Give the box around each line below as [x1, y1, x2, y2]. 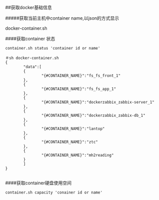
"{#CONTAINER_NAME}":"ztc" [41, 139, 98, 144]
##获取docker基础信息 [5, 5, 52, 10]
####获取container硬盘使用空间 [5, 180, 72, 186]
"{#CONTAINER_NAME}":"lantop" [41, 126, 105, 131]
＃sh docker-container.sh [5, 56, 59, 61]
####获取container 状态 [5, 36, 56, 41]
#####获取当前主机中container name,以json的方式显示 [5, 15, 120, 21]
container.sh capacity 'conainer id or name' [5, 190, 102, 195]
